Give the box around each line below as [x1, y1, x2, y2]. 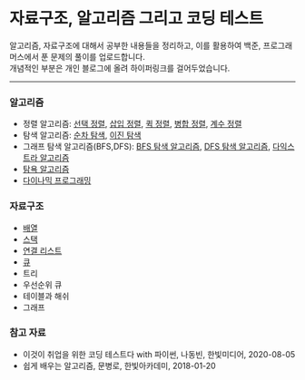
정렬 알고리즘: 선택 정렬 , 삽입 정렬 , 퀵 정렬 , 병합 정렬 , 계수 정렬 [22, 119, 242, 130]
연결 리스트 [22, 245, 63, 256]
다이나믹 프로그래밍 [22, 175, 92, 186]
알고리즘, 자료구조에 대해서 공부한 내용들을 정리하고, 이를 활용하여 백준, [9, 40, 261, 51]
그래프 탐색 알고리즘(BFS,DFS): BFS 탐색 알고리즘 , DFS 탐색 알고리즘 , [22, 141, 271, 152]
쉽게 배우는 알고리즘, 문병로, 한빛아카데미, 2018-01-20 [22, 360, 216, 371]
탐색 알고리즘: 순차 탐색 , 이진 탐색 [22, 130, 142, 141]
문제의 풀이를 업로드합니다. [50, 51, 145, 62]
